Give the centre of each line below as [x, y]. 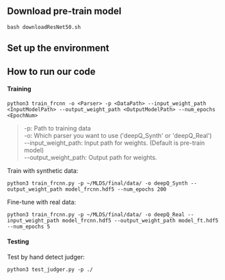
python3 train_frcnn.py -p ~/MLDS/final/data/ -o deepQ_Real [96, 214]
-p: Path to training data [57, 128]
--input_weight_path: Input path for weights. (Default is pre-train [114, 143]
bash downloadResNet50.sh [44, 27]
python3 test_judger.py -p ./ [50, 270]
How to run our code [51, 71]
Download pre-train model [64, 11]
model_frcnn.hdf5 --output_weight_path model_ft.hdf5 [140, 220]
